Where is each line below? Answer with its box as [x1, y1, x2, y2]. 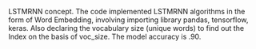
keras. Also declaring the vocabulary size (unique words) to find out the [8, 24, 245, 32]
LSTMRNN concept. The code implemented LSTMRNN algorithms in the [8, 7, 246, 16]
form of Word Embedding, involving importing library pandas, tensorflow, [8, 15, 249, 24]
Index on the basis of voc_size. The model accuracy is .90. [8, 32, 202, 41]
